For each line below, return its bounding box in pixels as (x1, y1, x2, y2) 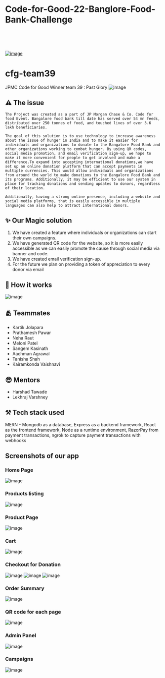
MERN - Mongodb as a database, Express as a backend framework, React (5, 421, 156, 427)
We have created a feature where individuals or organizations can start (12, 229, 157, 235)
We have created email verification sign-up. (12, 256, 101, 262)
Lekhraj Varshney (12, 394, 48, 400)
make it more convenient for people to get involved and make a (5, 155, 140, 160)
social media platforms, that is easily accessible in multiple (5, 198, 140, 204)
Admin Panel (5, 632, 36, 639)
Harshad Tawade (12, 389, 47, 395)
